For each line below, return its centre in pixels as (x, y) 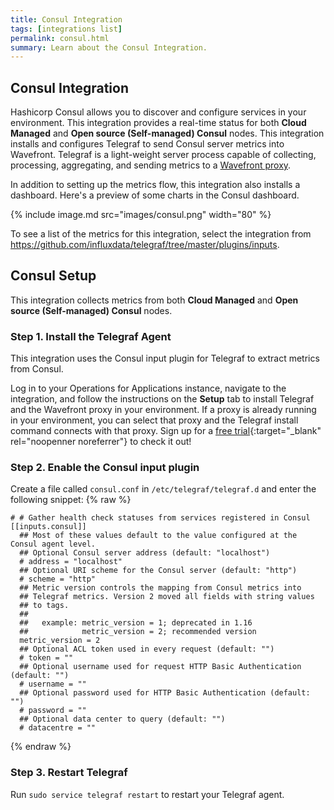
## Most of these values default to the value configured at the (158, 536)
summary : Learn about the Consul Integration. (109, 47)
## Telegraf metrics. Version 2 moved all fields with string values (167, 597)
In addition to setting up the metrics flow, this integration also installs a (155, 185)
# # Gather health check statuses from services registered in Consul (160, 518)
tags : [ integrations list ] (66, 29)
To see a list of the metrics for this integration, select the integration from (161, 234)
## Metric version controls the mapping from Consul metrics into (160, 588)
